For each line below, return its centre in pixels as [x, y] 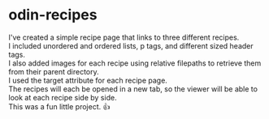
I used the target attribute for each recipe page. [88, 80]
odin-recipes [53, 15]
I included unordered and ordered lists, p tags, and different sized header [131, 45]
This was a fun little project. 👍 [59, 106]
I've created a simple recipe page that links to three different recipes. [124, 37]
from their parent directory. [54, 71]
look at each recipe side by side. [63, 97]
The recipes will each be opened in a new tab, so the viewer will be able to [133, 89]
